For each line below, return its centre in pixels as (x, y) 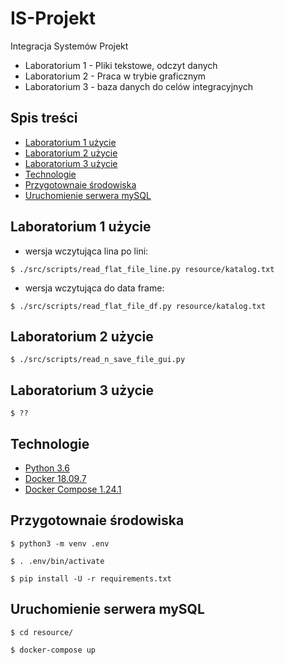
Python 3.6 (47, 468)
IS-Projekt (53, 18)
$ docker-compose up (53, 650)
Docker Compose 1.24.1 (73, 489)
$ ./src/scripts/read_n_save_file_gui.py (98, 360)
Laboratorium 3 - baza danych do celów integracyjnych (139, 86)
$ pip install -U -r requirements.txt (91, 578)
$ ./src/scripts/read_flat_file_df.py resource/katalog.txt (138, 306)
